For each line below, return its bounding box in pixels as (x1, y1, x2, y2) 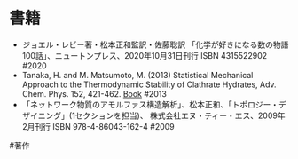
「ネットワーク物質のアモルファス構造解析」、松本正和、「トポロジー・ (21, 99, 279, 109)
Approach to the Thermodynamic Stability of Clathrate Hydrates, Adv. (21, 79, 277, 90)
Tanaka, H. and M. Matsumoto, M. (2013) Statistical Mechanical (21, 69, 254, 80)
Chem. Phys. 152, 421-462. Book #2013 (21, 88, 167, 99)
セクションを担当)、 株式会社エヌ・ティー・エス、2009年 (74, 110, 286, 121)
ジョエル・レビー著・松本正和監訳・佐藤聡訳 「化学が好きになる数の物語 (21, 39, 289, 50)
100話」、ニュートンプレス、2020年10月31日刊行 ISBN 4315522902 (21, 50, 268, 60)
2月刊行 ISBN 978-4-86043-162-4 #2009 (21, 121, 175, 131)
